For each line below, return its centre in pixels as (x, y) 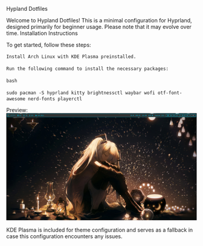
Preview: (17, 110)
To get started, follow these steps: (49, 45)
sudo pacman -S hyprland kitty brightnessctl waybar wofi (81, 93)
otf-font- (170, 93)
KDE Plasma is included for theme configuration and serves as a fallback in (100, 230)
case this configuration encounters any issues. (64, 236)
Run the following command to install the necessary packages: (88, 69)
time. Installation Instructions (42, 33)
